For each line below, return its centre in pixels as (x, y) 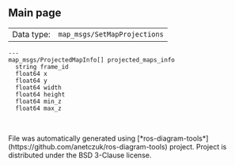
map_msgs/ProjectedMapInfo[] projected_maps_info (92, 60)
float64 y (31, 81)
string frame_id (42, 66)
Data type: (32, 34)
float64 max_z (38, 108)
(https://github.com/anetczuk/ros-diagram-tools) (88, 146)
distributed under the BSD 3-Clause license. (80, 155)
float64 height (40, 94)
